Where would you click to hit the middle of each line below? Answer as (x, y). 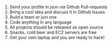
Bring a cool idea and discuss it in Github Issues (57, 12)
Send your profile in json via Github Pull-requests (58, 7)
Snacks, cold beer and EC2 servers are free (53, 32)
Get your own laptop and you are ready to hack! (57, 37)
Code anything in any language (41, 22)
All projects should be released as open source (56, 27)
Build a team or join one (33, 17)
